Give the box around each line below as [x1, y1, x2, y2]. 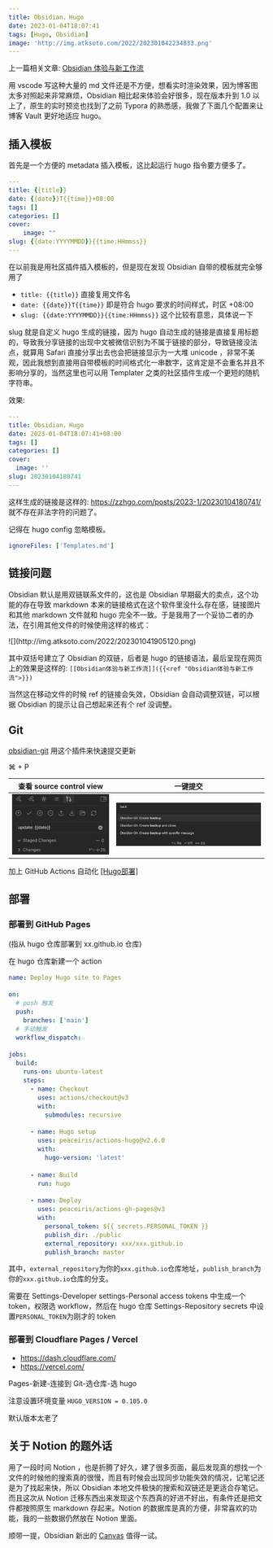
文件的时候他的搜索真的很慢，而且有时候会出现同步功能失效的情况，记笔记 [8, 1472, 258, 1482]
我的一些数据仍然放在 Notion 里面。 [22, 1513, 142, 1523]
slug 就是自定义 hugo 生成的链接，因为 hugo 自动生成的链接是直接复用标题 [8, 326, 259, 337]
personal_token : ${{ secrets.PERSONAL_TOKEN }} [44, 1222, 209, 1231]
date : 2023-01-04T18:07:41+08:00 [8, 430, 122, 438]
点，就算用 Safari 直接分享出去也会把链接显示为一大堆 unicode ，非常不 [8, 347, 249, 357]
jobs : [8, 1051, 27, 1059]
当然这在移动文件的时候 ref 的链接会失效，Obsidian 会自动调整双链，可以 [8, 689, 253, 699]
